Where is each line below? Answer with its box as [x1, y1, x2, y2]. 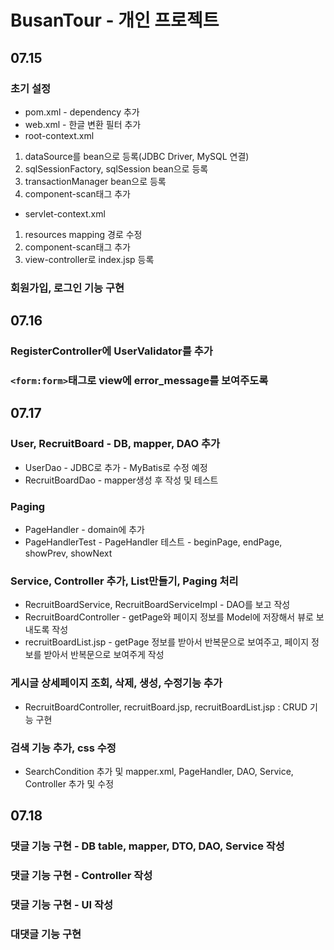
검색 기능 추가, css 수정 [10, 741, 117, 755]
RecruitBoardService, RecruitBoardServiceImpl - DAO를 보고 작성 [24, 599, 291, 611]
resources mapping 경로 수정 [24, 228, 143, 240]
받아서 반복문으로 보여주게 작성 [43, 649, 165, 661]
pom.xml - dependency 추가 [24, 106, 140, 118]
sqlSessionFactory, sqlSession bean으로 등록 [24, 162, 209, 175]
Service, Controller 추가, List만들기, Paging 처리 [10, 574, 239, 588]
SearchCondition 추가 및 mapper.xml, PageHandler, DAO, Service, [24, 765, 294, 777]
